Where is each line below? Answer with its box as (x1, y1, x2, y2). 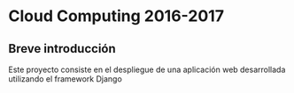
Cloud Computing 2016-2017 (8, 6, 225, 26)
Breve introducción (8, 41, 116, 56)
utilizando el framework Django (8, 74, 123, 84)
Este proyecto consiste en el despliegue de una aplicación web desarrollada (8, 64, 286, 75)
